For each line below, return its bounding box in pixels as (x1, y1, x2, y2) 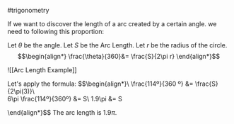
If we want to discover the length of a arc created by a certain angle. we (7, 20, 217, 28)
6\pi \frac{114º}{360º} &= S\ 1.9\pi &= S (7, 95, 122, 103)
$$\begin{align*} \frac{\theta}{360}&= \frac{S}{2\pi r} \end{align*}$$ (17, 52, 221, 60)
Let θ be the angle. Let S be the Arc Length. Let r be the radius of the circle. (7, 41, 228, 49)
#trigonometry (7, 6, 49, 14)
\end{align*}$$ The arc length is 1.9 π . (7, 108, 117, 116)
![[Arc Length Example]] (7, 66, 77, 74)
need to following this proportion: (7, 28, 105, 35)
